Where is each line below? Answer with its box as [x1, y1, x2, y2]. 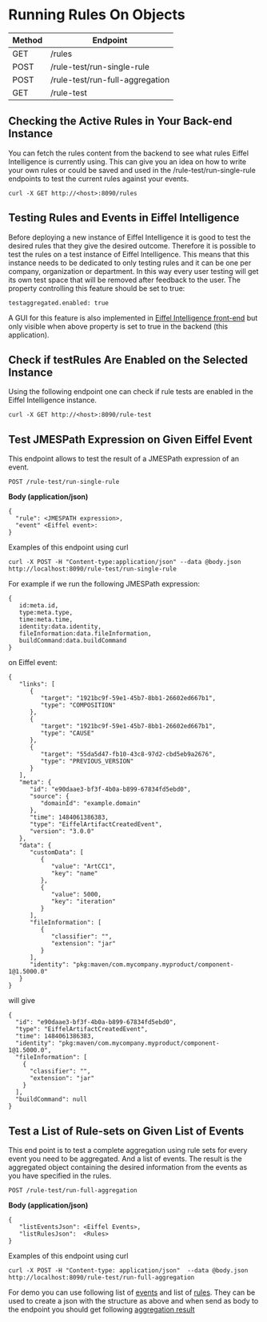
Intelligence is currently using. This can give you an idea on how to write [8, 156, 246, 166]
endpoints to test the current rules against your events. [8, 174, 189, 183]
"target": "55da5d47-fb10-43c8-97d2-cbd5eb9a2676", [40, 751, 217, 759]
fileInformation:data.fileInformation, [18, 630, 152, 638]
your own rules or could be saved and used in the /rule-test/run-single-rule [8, 165, 256, 175]
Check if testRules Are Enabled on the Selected [8, 353, 249, 366]
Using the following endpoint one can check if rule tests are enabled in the [8, 387, 253, 397]
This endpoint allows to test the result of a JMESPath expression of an [8, 454, 240, 464]
